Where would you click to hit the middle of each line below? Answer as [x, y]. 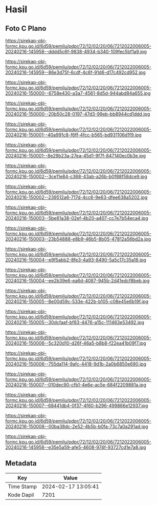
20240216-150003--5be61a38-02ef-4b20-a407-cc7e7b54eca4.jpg [77, 218]
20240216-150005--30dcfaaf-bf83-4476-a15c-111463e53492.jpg [75, 322]
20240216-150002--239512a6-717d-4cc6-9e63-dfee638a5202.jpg [76, 197]
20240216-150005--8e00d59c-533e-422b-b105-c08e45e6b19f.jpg [77, 301]
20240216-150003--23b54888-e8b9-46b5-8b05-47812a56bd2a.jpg [78, 239]
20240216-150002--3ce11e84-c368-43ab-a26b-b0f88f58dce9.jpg [76, 176]
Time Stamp [23, 487]
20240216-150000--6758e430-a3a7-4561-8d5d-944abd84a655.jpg [78, 93]
